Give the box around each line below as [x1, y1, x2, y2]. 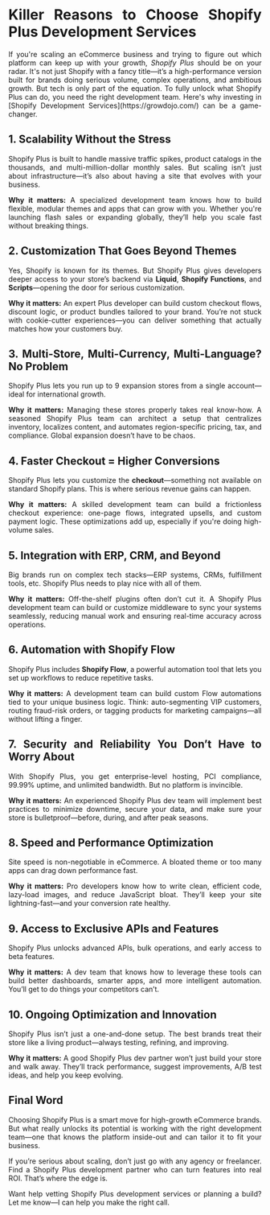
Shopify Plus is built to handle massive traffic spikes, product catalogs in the [8, 154, 262, 163]
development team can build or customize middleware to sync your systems [8, 603, 262, 612]
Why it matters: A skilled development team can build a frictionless [8, 500, 262, 509]
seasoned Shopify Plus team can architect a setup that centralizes [8, 414, 262, 423]
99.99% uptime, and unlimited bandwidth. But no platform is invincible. [8, 780, 243, 789]
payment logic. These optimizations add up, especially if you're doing [8, 517, 243, 526]
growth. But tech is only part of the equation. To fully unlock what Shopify [8, 83, 262, 93]
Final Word [8, 1093, 63, 1107]
